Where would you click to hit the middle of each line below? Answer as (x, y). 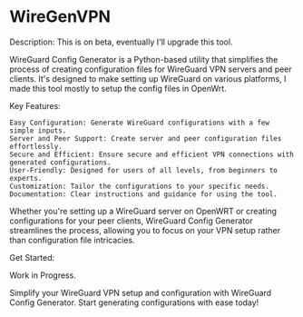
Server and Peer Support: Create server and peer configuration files (146, 138)
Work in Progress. (43, 275)
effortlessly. (36, 146)
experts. (26, 178)
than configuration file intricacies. (72, 240)
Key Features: (35, 105)
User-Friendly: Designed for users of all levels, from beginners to (144, 170)
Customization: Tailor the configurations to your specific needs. (140, 186)
